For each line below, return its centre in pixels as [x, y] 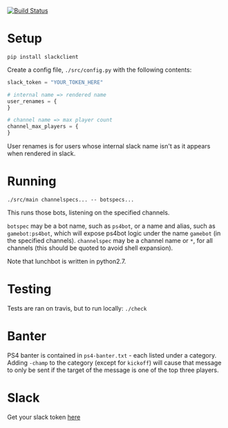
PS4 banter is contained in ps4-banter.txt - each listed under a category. [112, 355]
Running [32, 181]
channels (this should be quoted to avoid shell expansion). [90, 248]
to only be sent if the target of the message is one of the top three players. [113, 370]
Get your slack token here [44, 417]
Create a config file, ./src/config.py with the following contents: [99, 70]
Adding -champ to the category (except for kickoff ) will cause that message [114, 362]
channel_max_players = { [43, 127]
